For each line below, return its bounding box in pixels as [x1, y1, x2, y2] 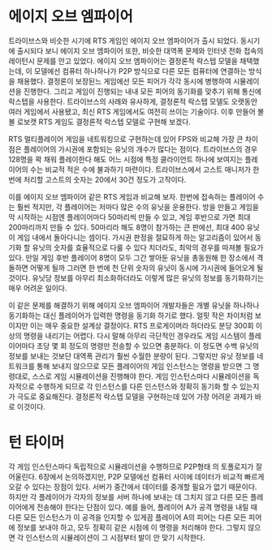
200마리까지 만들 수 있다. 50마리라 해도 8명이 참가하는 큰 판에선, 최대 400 [8, 222, 245, 232]
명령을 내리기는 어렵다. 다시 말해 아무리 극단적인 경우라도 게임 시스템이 [23, 330, 247, 341]
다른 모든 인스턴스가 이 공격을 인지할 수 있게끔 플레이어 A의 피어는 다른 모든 [8, 512, 248, 522]
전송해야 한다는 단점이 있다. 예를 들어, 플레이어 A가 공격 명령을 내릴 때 [36, 502, 258, 512]
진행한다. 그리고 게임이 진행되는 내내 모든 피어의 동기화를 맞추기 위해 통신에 [23, 86, 262, 96]
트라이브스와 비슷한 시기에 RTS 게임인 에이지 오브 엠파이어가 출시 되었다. [8, 36, 239, 45]
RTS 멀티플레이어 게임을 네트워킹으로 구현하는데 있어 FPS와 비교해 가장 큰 [8, 134, 244, 144]
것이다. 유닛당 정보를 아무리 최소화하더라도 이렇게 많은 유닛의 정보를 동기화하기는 [8, 273, 265, 282]
